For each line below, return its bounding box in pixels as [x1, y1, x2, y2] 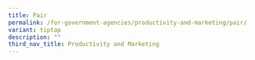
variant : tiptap [8, 26, 61, 34]
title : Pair [8, 11, 47, 19]
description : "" [8, 33, 61, 41]
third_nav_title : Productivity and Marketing [8, 41, 159, 48]
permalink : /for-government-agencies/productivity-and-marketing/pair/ [8, 19, 247, 26]
